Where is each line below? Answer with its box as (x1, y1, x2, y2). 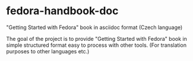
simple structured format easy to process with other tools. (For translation (6, 41, 187, 49)
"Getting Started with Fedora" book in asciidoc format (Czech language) (6, 24, 183, 31)
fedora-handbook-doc (6, 4, 119, 18)
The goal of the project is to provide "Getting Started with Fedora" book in (6, 35, 187, 42)
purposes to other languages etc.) (6, 47, 90, 54)
